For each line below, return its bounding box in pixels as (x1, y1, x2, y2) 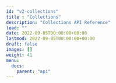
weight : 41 (6, 52, 33, 58)
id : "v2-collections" (6, 8, 59, 15)
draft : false (6, 41, 38, 47)
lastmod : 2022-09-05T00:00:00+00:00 (6, 36, 95, 41)
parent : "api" (16, 68, 51, 74)
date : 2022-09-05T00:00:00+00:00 (6, 30, 87, 36)
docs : (11, 63, 25, 69)
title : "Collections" (6, 14, 61, 20)
